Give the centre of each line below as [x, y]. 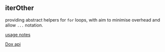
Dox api [13, 44]
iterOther [20, 8]
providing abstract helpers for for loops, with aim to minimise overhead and [83, 20]
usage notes [18, 34]
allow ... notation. [24, 25]
